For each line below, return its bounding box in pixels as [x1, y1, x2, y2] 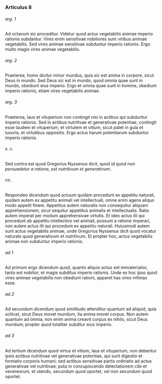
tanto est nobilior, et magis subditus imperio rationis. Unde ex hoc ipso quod [5, 270, 158, 275]
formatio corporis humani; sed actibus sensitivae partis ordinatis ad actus [5, 358, 152, 364]
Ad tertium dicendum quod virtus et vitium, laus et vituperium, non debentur [5, 348, 157, 353]
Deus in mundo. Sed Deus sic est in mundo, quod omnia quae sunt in [5, 78, 143, 83]
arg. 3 [5, 99, 17, 105]
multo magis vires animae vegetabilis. [5, 47, 81, 52]
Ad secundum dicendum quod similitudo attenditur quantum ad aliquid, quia [5, 306, 157, 312]
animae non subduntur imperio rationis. [5, 238, 84, 244]
